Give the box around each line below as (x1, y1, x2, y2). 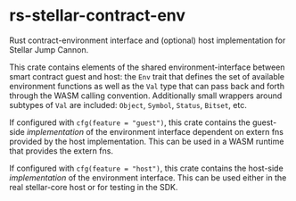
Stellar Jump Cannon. (9, 44, 89, 54)
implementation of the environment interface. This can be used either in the (9, 172, 287, 183)
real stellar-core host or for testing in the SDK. (9, 181, 178, 192)
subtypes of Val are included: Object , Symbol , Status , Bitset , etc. (9, 99, 247, 110)
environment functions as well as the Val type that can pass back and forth (9, 80, 285, 91)
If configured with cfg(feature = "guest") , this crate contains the (9, 117, 251, 128)
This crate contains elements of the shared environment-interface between (9, 62, 285, 72)
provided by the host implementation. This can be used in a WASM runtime (9, 136, 284, 147)
